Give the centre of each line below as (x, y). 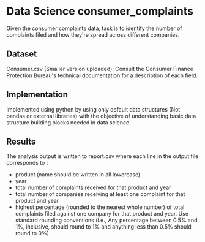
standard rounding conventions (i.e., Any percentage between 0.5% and (106, 220)
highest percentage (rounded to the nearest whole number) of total (100, 207)
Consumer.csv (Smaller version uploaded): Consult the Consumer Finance (100, 69)
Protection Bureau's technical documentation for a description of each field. (102, 75)
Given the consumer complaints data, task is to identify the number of (94, 28)
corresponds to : (27, 163)
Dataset (22, 54)
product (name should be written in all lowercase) (78, 175)
